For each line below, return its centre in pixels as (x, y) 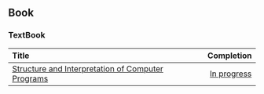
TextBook (27, 35)
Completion (229, 56)
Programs (30, 78)
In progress (231, 74)
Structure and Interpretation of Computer (88, 68)
